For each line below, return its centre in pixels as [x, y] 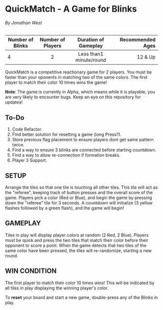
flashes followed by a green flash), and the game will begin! [65, 208]
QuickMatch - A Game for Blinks [71, 9]
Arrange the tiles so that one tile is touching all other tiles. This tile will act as [81, 187]
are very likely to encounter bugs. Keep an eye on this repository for [73, 97]
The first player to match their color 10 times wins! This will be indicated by [80, 283]
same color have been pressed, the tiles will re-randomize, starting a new [78, 250]
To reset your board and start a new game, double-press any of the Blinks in [81, 297]
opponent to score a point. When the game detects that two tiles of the [76, 245]
